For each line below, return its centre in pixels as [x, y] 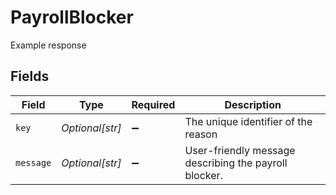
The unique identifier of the [248, 121]
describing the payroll [236, 163]
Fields [30, 76]
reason [201, 134]
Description [253, 104]
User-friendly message [240, 150]
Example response [48, 45]
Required [153, 104]
